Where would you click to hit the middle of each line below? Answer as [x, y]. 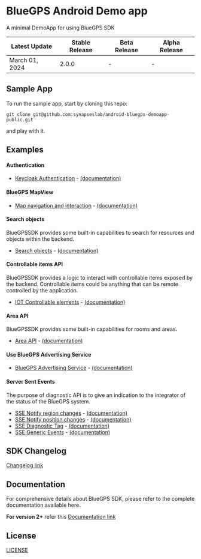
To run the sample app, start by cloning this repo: [67, 103]
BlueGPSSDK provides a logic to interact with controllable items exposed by [100, 277]
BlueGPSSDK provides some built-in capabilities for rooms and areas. [92, 329]
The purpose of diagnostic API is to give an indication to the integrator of [96, 395]
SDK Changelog [36, 451]
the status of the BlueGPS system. [48, 401]
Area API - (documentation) [49, 341]
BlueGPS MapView [30, 192]
